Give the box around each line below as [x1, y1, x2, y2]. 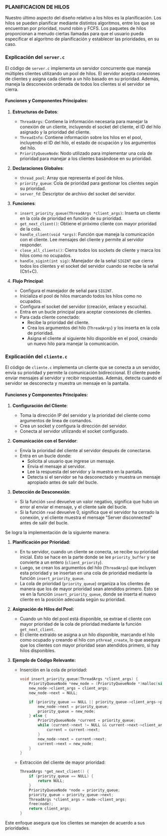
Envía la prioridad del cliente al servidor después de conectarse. [19, 448, 152, 454]
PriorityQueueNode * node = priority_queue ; [29, 788, 120, 793]
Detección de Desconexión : [12, 489, 71, 495]
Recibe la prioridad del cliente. [27, 319, 90, 325]
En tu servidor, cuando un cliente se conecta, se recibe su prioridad [19, 549, 159, 555]
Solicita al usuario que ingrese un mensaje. [27, 458, 115, 464]
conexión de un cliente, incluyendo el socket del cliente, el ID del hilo [19, 124, 161, 130]
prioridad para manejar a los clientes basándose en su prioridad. [19, 156, 152, 162]
